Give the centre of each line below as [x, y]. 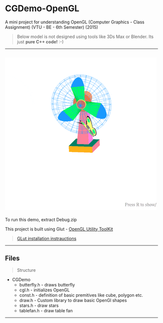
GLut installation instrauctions [47, 238]
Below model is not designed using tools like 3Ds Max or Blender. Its [85, 37]
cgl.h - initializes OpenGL [44, 290]
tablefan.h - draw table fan [46, 310]
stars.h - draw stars [39, 305]
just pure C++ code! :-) [40, 41]
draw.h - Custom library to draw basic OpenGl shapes [73, 300]
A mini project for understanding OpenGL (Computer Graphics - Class [75, 22]
